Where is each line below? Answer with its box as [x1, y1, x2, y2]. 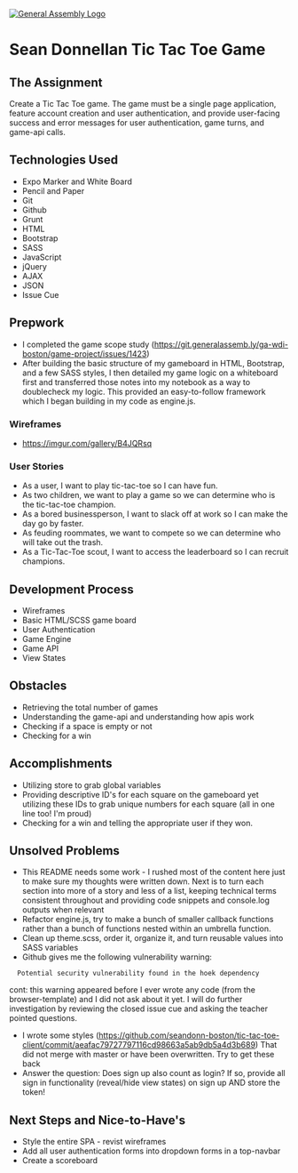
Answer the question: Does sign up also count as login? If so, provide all [21, 1068, 286, 1079]
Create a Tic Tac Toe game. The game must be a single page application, [9, 99, 277, 108]
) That [255, 1040, 278, 1050]
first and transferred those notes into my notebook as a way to [21, 376, 251, 387]
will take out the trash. [21, 537, 104, 548]
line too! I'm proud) [21, 807, 92, 818]
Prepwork [9, 316, 65, 331]
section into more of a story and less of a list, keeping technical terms [21, 886, 278, 896]
